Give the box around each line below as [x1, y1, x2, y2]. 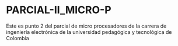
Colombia [6, 34, 29, 41]
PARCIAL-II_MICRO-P [6, 3, 112, 17]
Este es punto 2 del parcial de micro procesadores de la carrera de [6, 22, 167, 29]
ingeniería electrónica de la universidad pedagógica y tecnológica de [6, 28, 172, 35]
